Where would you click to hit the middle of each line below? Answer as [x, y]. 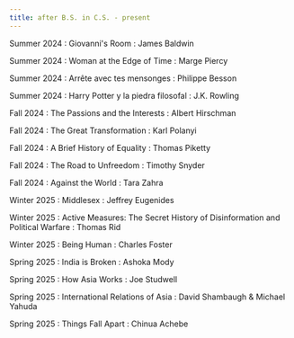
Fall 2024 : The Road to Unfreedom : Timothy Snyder [107, 165]
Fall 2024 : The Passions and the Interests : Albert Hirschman [123, 112]
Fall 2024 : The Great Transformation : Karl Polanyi [103, 130]
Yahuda [23, 306]
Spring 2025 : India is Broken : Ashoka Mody [92, 262]
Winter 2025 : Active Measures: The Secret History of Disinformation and [145, 218]
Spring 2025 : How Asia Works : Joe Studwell [94, 279]
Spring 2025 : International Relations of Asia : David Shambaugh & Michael [147, 297]
